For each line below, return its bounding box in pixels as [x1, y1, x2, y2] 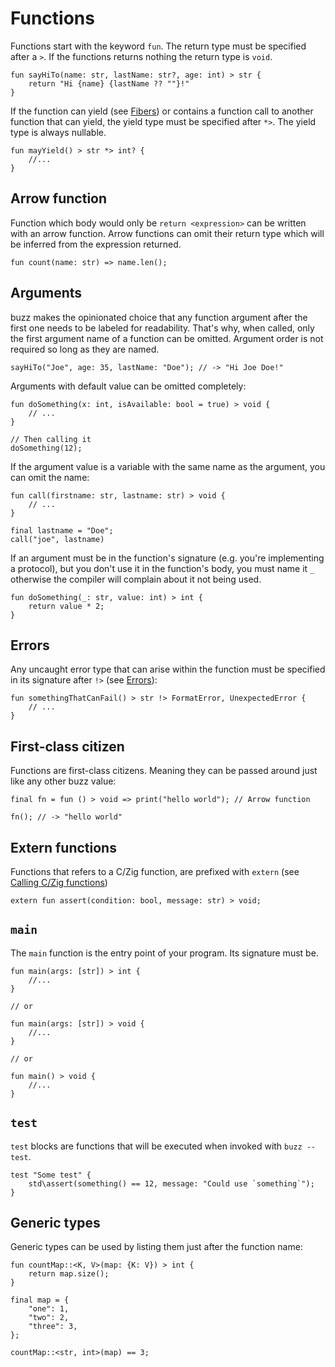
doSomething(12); [10, 443, 83, 453]
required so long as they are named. [10, 343, 160, 355]
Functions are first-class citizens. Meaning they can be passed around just [10, 765, 318, 777]
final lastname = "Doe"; [10, 525, 114, 536]
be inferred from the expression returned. [10, 238, 182, 250]
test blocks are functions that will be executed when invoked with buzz [10, 1140, 303, 1152]
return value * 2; [28, 601, 105, 611]
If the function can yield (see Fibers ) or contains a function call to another [10, 105, 314, 117]
